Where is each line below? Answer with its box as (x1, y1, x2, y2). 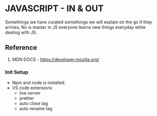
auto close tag (19, 100, 48, 106)
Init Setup (5, 69, 29, 76)
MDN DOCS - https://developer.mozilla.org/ (12, 57, 100, 62)
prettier (19, 96, 35, 101)
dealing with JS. (5, 29, 37, 35)
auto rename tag (19, 106, 52, 112)
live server (19, 90, 41, 96)
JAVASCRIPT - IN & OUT (5, 3, 104, 14)
